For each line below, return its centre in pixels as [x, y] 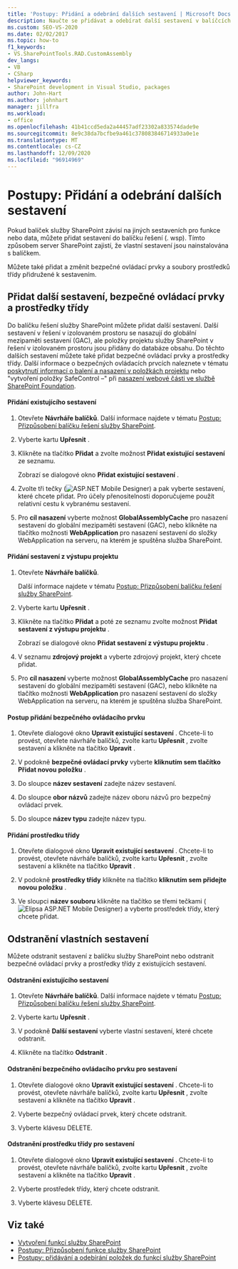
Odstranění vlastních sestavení [78, 939]
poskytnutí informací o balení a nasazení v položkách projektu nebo [107, 370]
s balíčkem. [24, 253]
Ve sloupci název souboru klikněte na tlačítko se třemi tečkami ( [112, 901]
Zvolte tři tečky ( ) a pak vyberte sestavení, [121, 488]
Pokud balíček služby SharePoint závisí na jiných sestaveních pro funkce [114, 230]
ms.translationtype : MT [43, 140]
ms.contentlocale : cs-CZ [44, 147]
